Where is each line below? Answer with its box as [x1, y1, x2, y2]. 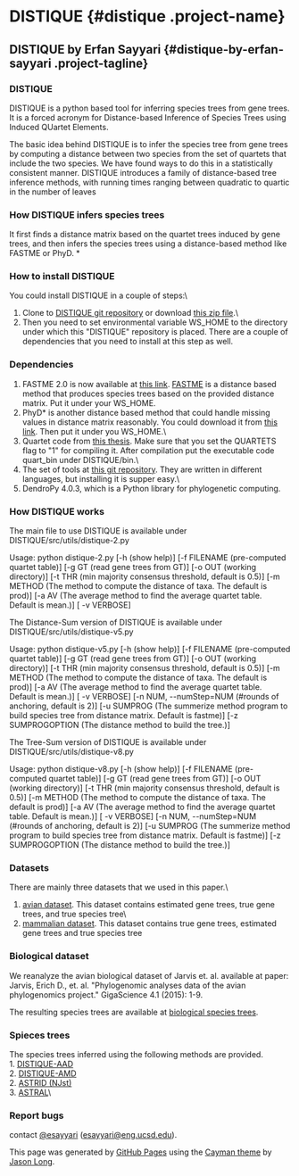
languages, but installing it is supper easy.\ [21, 473, 180, 484]
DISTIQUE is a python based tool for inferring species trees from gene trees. [9, 103, 290, 113]
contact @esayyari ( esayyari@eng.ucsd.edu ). [9, 1130, 178, 1140]
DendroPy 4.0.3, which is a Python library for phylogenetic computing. [21, 483, 281, 493]
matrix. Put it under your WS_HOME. [21, 397, 156, 408]
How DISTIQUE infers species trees [9, 208, 165, 220]
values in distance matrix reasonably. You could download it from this [21, 417, 278, 427]
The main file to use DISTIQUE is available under [9, 526, 187, 536]
